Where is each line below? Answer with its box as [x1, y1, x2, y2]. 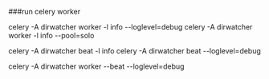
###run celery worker [8, 7, 81, 16]
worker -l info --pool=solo [8, 31, 95, 40]
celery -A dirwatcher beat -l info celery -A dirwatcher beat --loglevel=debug [8, 46, 261, 55]
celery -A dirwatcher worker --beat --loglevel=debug [8, 61, 185, 71]
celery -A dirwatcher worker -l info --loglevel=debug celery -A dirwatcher [8, 22, 253, 31]
